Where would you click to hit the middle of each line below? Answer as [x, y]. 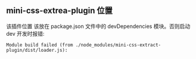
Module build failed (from [40, 45]
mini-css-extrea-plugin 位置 [60, 11]
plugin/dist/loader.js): [37, 50]
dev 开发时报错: [25, 33]
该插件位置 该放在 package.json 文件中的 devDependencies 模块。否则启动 [98, 26]
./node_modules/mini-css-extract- [118, 45]
